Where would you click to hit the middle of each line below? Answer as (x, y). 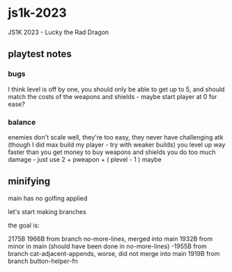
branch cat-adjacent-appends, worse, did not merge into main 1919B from (114, 253)
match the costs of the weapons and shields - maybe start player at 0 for (113, 96)
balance (22, 122)
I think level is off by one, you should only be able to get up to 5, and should (116, 89)
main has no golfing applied (48, 198)
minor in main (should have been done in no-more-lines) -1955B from (108, 246)
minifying (29, 182)
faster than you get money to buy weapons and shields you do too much (112, 152)
